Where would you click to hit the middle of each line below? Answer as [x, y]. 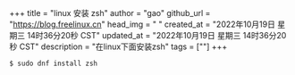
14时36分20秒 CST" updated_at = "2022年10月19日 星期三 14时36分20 [156, 35]
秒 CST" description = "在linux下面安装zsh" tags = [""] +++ [118, 46]
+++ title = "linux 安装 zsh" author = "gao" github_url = [110, 13]
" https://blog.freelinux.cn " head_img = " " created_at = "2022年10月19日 [142, 24]
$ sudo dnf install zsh [54, 63]
